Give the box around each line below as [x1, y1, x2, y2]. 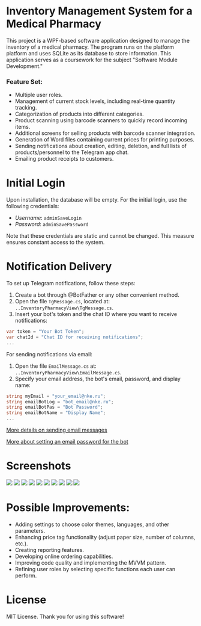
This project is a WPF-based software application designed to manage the [6, 37, 190, 44]
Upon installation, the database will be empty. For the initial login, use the [6, 196, 187, 203]
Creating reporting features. [14, 546, 84, 553]
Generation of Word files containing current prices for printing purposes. [14, 136, 195, 143]
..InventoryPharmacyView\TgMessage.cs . [14, 304, 114, 311]
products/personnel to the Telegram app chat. [14, 149, 129, 156]
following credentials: [6, 203, 59, 210]
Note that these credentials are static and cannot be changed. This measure [6, 232, 194, 240]
